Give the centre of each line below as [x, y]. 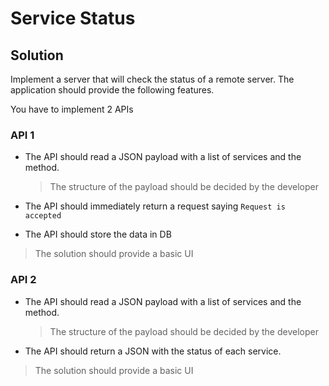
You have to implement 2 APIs [72, 109]
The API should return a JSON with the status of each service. [153, 351]
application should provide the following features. [112, 90]
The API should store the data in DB [98, 234]
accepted [43, 216]
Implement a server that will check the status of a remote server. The [152, 79]
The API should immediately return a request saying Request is [155, 206]
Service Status [73, 18]
